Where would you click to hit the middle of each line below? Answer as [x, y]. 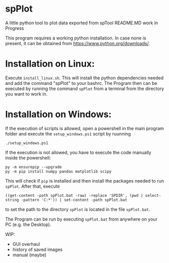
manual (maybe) [30, 255]
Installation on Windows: [59, 115]
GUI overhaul [26, 244]
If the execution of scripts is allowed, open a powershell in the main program [84, 128]
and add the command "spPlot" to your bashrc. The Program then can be [81, 83]
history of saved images [38, 249]
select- [153, 195]
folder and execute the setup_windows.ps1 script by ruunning [68, 134]
